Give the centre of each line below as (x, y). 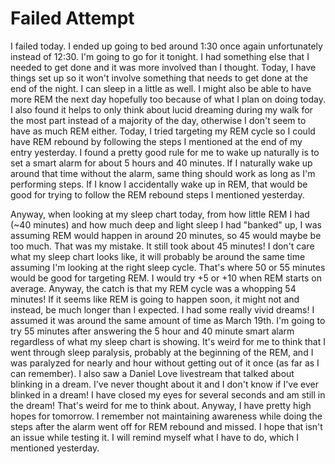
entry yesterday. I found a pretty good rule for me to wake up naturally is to (165, 152)
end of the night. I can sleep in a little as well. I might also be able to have (161, 88)
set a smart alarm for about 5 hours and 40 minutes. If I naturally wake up (161, 163)
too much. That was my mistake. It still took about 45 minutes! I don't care (162, 246)
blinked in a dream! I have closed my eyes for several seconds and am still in (168, 394)
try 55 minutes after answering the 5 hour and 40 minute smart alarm (152, 331)
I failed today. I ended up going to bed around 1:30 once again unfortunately (166, 46)
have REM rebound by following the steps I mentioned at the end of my (156, 141)
